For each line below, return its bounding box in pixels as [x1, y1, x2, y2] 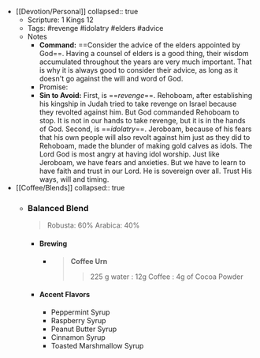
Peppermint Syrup [50, 307, 110, 317]
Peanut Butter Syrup [50, 324, 117, 334]
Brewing [39, 239, 68, 248]
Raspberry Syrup [50, 315, 106, 325]
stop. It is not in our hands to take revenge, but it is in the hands [39, 116, 246, 125]
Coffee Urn [70, 256, 108, 266]
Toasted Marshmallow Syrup [50, 341, 144, 350]
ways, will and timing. [39, 175, 110, 184]
